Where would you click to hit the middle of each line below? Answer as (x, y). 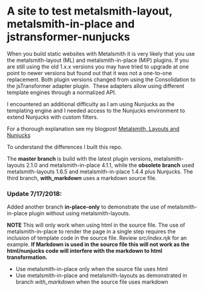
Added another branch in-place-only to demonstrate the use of (86, 207)
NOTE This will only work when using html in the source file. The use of (96, 225)
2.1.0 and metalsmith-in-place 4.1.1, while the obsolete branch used (110, 165)
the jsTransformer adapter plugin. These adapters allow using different (95, 85)
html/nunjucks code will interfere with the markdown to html (85, 251)
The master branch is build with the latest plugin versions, (80, 158)
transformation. (27, 257)
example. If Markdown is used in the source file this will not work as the (98, 244)
